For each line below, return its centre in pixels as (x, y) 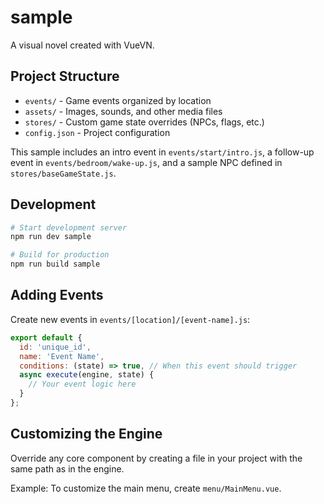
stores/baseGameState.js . (63, 173)
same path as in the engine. (67, 468)
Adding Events (57, 295)
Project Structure (65, 76)
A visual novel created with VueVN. (82, 45)
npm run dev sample (51, 237)
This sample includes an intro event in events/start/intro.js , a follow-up (162, 152)
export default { (46, 337)
